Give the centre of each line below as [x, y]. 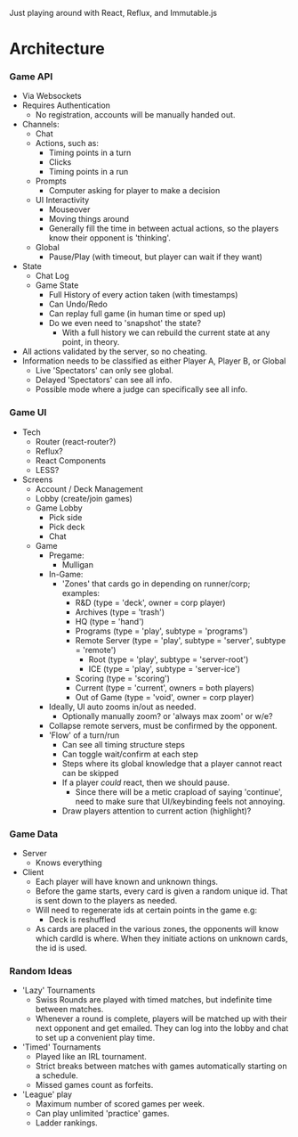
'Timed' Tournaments [61, 1047]
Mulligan [78, 564]
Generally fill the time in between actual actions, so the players [164, 229]
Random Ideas [41, 971]
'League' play [47, 1094]
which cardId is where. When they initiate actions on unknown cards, [161, 938]
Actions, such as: [67, 143]
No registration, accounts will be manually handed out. [135, 115]
